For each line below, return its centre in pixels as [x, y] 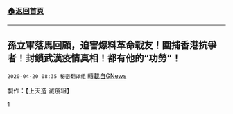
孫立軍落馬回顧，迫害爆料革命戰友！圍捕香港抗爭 [112, 45]
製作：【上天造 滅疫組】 [40, 91]
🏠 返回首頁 [26, 10]
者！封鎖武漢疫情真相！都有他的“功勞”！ [94, 58]
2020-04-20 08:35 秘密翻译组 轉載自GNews [67, 76]
